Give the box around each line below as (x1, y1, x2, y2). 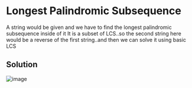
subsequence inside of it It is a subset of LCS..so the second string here (6, 30, 181, 37)
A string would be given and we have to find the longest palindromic (6, 24, 173, 31)
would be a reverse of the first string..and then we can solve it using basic (6, 36, 187, 43)
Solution (6, 60, 38, 70)
